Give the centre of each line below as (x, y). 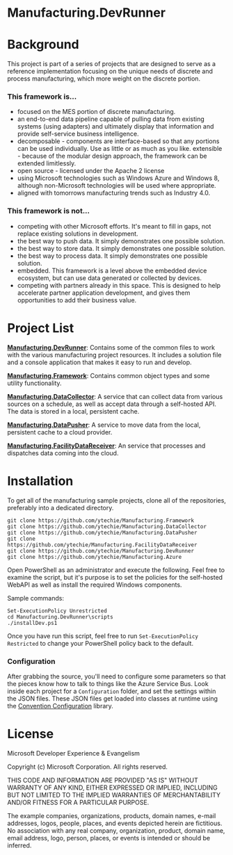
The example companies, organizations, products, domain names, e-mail (112, 815)
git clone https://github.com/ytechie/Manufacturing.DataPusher (102, 532)
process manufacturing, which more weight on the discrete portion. (104, 79)
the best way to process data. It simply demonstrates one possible (112, 256)
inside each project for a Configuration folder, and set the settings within (112, 691)
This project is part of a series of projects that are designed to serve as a (112, 64)
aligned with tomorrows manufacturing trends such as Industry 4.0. (114, 193)
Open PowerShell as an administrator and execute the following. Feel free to (116, 570)
